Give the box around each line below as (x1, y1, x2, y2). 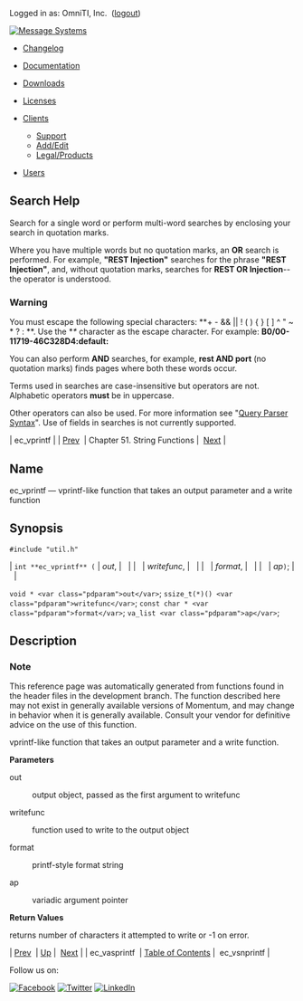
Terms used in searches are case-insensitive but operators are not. (9, 380, 260, 392)
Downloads (22, 78, 65, 89)
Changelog (22, 43, 64, 53)
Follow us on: (9, 965, 59, 976)
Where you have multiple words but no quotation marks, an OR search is (9, 244, 279, 255)
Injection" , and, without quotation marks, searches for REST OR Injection (9, 263, 283, 274)
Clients (22, 113, 50, 123)
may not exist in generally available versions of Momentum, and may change (9, 701, 295, 711)
